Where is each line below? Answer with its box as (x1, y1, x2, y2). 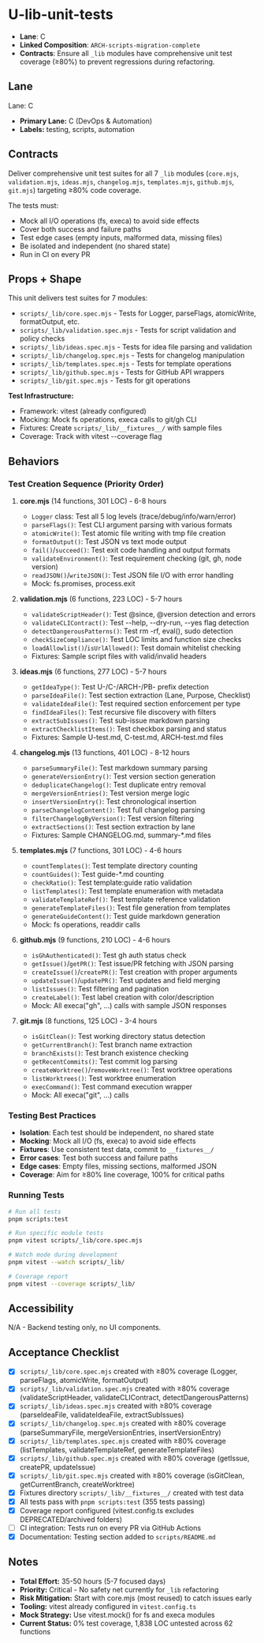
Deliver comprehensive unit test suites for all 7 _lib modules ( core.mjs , (8, 168, 239, 178)
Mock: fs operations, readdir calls (31, 920, 140, 930)
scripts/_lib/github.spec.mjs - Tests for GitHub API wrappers (19, 368, 225, 377)
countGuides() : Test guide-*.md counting (31, 870, 164, 879)
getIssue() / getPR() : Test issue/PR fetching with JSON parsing (31, 959, 234, 969)
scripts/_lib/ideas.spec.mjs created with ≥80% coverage (19, 1401, 213, 1411)
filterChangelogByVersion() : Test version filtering (31, 814, 195, 823)
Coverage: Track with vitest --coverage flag (19, 432, 162, 441)
